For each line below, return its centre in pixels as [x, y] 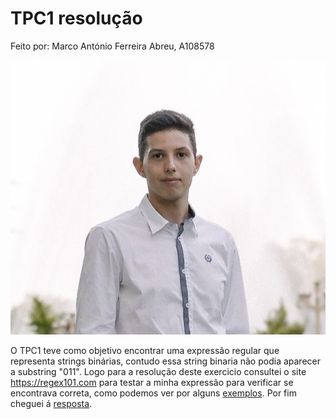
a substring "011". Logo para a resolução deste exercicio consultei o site [158, 372]
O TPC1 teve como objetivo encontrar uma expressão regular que [145, 351]
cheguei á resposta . [51, 404]
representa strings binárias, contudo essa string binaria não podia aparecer [165, 361]
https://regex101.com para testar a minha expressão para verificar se [152, 383]
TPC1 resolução [76, 18]
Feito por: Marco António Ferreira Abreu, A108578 [112, 46]
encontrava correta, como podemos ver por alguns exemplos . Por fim [153, 393]
